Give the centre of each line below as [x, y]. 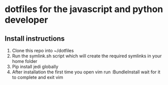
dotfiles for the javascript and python [84, 9]
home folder [25, 61]
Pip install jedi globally [35, 67]
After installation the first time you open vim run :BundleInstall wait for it [86, 72]
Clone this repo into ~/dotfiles [43, 51]
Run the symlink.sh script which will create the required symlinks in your [87, 56]
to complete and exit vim [37, 77]
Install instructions [35, 38]
